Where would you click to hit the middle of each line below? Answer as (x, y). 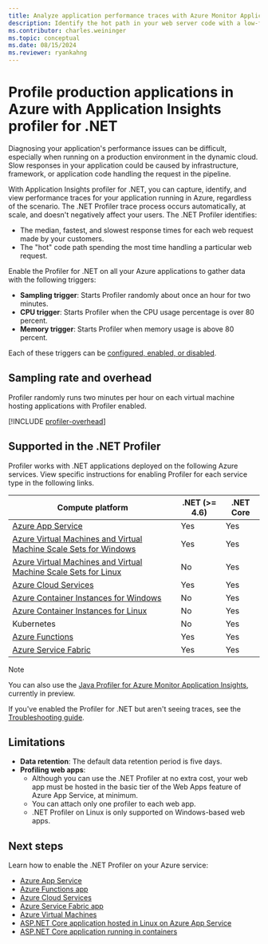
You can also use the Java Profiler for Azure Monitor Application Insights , (128, 684)
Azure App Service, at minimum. (85, 795)
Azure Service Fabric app (61, 906)
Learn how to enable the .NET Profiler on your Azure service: (108, 865)
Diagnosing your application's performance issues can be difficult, (118, 148)
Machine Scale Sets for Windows (74, 549)
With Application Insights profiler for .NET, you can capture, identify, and (128, 189)
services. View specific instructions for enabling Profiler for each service (128, 474)
